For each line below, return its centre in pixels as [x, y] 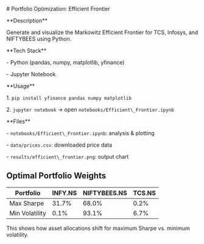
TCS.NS [145, 193]
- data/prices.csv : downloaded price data [59, 145]
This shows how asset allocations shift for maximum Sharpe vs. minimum [98, 228]
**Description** [27, 20]
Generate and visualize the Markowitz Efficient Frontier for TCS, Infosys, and [102, 32]
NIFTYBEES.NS [105, 193]
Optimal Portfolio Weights [56, 176]
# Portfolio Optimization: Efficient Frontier [58, 9]
